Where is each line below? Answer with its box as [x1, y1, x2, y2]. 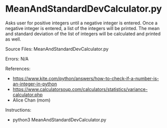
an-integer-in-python [12, 81, 57, 87]
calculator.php [12, 91, 43, 98]
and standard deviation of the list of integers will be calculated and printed [5, 30, 161, 37]
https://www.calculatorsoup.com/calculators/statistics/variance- [12, 86, 148, 92]
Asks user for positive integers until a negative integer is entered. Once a [5, 20, 158, 26]
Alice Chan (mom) [12, 97, 51, 103]
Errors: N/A [5, 55, 29, 61]
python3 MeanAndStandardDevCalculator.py [12, 116, 107, 122]
